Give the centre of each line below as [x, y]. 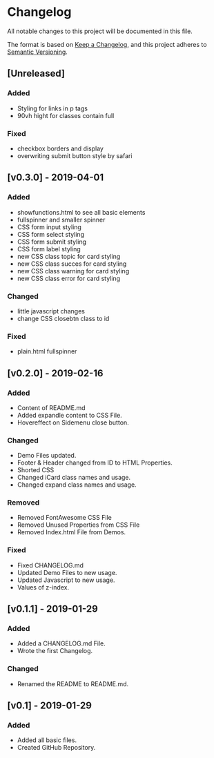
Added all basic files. [47, 740]
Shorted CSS [36, 470]
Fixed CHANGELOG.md [50, 565]
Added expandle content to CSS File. [69, 415]
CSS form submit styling [52, 242]
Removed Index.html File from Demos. [71, 532]
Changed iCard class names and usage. [74, 478]
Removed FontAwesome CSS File [64, 518]
